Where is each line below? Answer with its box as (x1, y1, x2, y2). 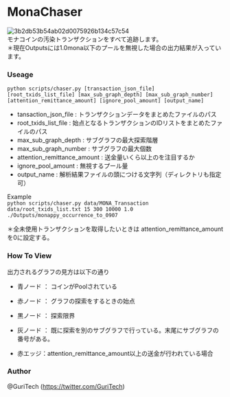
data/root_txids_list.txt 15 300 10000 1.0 (7, 206, 134, 213)
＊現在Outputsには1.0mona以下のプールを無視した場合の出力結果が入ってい (7, 43, 222, 52)
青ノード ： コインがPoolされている (16, 282, 118, 291)
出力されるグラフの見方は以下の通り (7, 267, 110, 275)
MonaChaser (7, 4, 83, 20)
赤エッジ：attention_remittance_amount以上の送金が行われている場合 (16, 349, 214, 357)
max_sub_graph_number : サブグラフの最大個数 (16, 145, 152, 153)
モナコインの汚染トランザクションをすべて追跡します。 (7, 35, 163, 43)
